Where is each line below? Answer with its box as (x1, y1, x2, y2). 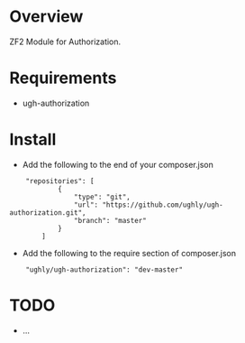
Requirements (9, 68, 117, 88)
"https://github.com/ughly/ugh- (102, 200, 223, 209)
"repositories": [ (25, 176, 95, 186)
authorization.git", (9, 208, 87, 218)
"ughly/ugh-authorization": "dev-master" (25, 264, 183, 274)
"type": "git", (73, 192, 131, 201)
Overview (9, 6, 84, 27)
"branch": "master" (73, 216, 147, 225)
